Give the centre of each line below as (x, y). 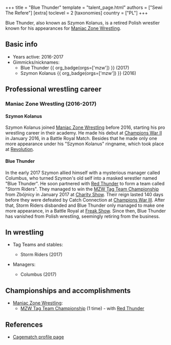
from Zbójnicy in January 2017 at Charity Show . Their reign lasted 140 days (84, 194)
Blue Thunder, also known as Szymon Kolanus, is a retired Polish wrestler (83, 23)
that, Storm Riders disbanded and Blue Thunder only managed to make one (85, 205)
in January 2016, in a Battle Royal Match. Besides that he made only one (81, 139)
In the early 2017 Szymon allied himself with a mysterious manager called (83, 172)
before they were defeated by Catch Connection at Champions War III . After (85, 200)
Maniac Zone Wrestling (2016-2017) (51, 104)
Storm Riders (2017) (41, 255)
